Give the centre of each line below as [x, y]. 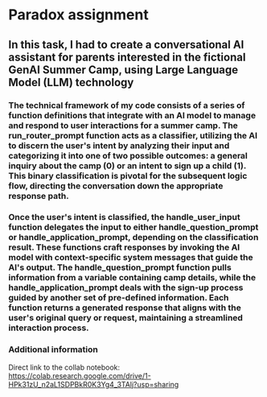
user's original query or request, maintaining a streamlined [126, 318]
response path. [39, 196]
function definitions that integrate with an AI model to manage [132, 115]
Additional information [53, 349]
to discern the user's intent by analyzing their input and [119, 145]
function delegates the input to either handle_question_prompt [133, 227]
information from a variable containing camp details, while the [132, 278]
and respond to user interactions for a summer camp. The [123, 125]
